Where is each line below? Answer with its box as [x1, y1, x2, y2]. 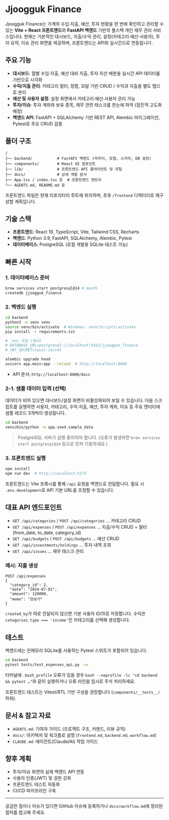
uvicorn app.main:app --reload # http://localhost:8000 [5, 361, 127, 366]
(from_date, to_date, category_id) [12, 529, 81, 535]
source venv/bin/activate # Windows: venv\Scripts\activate [5, 324, 136, 330]
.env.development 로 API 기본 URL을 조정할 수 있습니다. [5, 487, 115, 493]
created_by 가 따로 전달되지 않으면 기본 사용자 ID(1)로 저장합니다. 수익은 [5, 611, 146, 617]
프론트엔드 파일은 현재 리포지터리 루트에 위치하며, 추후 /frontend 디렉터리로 [5, 192, 154, 198]
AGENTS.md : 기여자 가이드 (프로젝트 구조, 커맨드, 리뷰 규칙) [12, 726, 126, 732]
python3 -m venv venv [5, 320, 51, 325]
